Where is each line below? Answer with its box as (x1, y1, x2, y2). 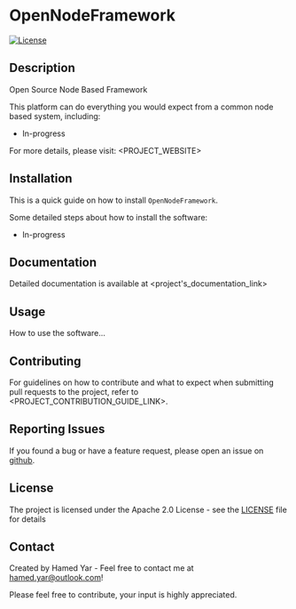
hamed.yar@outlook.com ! (9, 573, 104, 583)
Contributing (9, 353, 82, 369)
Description (9, 60, 75, 76)
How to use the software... (9, 328, 106, 339)
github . (9, 454, 35, 465)
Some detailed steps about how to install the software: (9, 212, 208, 222)
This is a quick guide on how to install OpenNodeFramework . (9, 195, 219, 205)
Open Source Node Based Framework (9, 84, 148, 94)
